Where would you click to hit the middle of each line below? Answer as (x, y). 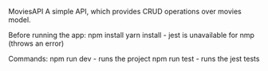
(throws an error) (36, 43)
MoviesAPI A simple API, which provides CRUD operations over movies (125, 11)
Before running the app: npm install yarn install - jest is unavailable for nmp (132, 35)
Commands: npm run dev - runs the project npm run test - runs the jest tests (134, 59)
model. (20, 20)
